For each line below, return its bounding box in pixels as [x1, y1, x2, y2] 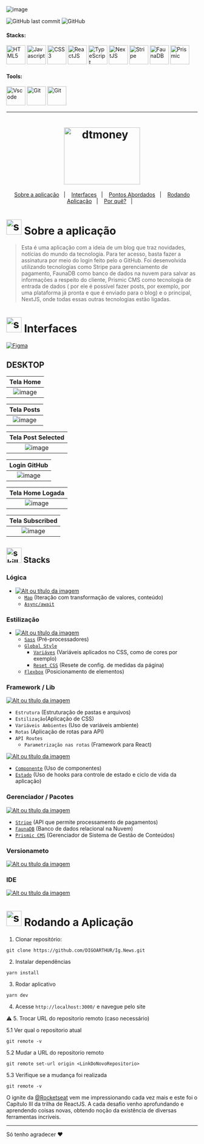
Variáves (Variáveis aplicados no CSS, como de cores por [33, 649, 178, 656]
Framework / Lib [6, 683, 55, 691]
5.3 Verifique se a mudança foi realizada [6, 1072, 107, 1079]
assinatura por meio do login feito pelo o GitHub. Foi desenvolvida [21, 257, 186, 264]
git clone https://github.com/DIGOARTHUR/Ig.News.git [6, 947, 146, 954]
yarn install [6, 970, 39, 976]
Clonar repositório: [15, 936, 63, 943]
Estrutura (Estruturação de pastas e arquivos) [15, 709, 131, 716]
